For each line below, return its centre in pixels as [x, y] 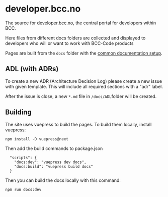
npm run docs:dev [23, 189]
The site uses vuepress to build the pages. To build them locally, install [78, 124]
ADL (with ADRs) [32, 69]
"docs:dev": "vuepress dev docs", [50, 162]
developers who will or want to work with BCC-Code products [69, 43]
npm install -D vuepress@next [37, 139]
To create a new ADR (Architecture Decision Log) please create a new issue [84, 81]
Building [18, 112]
